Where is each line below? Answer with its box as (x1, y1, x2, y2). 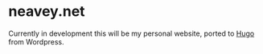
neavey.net (8, 2, 86, 21)
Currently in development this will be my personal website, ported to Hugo (8, 29, 255, 38)
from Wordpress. (8, 37, 64, 46)
